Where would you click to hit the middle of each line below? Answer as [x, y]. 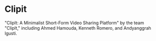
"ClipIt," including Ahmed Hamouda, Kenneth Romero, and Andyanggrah [78, 28]
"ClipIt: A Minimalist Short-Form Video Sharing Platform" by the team [74, 23]
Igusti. [11, 33]
